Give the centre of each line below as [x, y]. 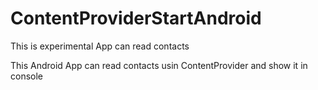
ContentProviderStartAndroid [136, 18]
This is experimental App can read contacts [100, 46]
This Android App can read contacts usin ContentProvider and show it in [159, 65]
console [27, 76]
